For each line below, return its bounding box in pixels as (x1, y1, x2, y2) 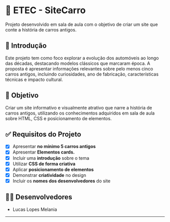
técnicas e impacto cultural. (5, 76, 63, 83)
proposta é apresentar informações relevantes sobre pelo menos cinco (5, 65, 153, 71)
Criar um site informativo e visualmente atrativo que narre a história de (5, 104, 152, 110)
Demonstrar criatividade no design (12, 172, 87, 178)
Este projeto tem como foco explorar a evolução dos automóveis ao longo (5, 55, 159, 61)
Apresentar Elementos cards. (12, 149, 75, 155)
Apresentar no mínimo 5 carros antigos (12, 143, 96, 150)
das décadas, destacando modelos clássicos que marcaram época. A (5, 60, 150, 66)
